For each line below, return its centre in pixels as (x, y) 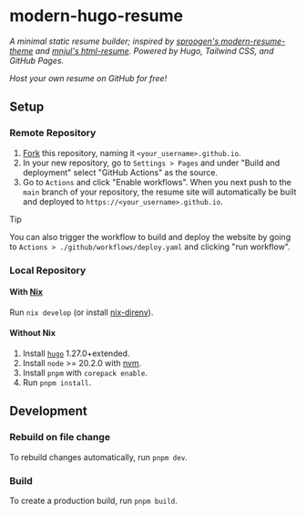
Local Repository (48, 270)
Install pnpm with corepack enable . (85, 373)
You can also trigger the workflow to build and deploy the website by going (150, 236)
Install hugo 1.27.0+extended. (76, 353)
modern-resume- (253, 41)
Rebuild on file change (60, 437)
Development (49, 411)
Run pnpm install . (57, 382)
